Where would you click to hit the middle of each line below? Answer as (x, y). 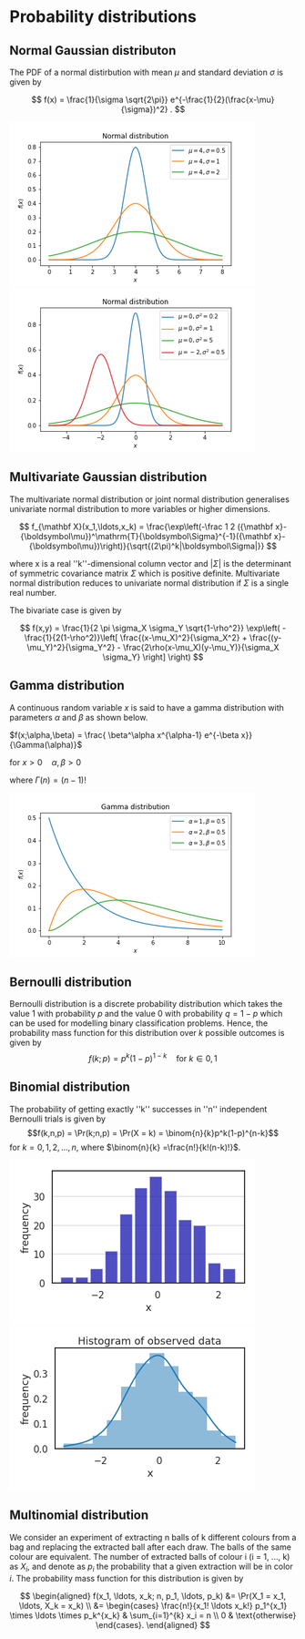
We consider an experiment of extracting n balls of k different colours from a (153, 1537)
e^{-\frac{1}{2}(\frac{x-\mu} (222, 99)
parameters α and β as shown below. (79, 717)
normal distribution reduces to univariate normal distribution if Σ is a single (149, 583)
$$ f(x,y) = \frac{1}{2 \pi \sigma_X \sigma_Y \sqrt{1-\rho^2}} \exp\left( (150, 628)
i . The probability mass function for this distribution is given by (127, 1578)
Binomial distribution (70, 1087)
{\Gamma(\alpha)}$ (46, 744)
